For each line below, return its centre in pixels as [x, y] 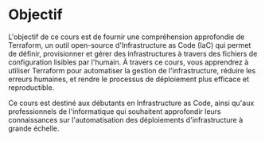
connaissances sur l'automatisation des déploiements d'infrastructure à [126, 119]
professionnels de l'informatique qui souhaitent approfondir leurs [115, 111]
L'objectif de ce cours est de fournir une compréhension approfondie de [127, 37]
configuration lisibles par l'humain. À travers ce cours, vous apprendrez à [129, 62]
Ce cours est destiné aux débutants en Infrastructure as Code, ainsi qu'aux [131, 103]
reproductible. [31, 87]
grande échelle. [34, 128]
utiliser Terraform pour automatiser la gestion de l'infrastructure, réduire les [132, 70]
